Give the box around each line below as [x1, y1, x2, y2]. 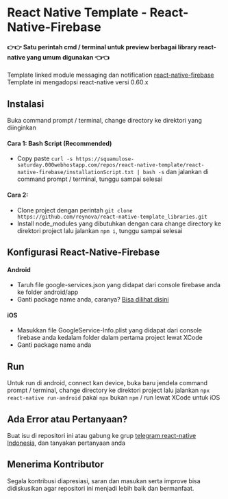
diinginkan [7, 123, 36, 132]
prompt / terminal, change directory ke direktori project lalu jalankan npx [7, 386, 210, 395]
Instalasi [7, 98, 45, 110]
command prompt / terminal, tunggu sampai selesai [16, 175, 163, 183]
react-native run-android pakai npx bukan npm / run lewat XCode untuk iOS [7, 393, 220, 402]
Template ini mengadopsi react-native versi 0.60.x [7, 78, 149, 86]
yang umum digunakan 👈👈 [26, 53, 110, 61]
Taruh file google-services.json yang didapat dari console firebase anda [16, 281, 221, 289]
